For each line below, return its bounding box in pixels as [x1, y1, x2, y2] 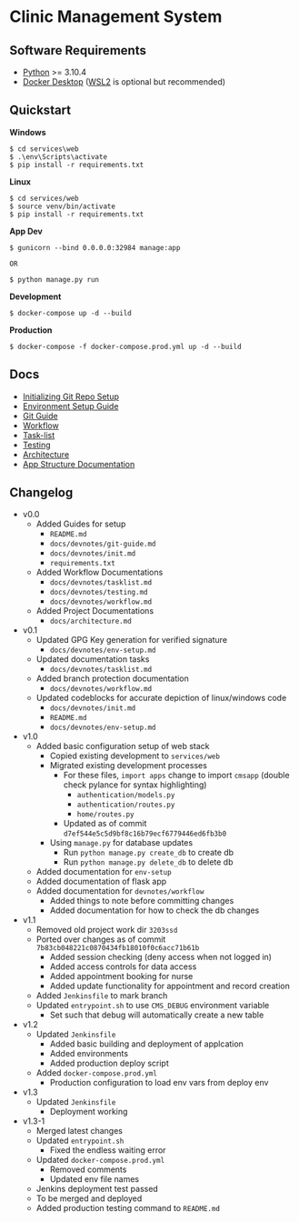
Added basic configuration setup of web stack [35, 741, 211, 752]
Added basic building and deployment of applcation [49, 1038, 244, 1049]
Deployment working [49, 1107, 128, 1117]
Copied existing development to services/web [49, 750, 221, 761]
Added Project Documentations [35, 606, 154, 616]
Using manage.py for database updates [49, 837, 194, 848]
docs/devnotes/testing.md [49, 588, 148, 597]
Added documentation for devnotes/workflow [35, 886, 204, 896]
